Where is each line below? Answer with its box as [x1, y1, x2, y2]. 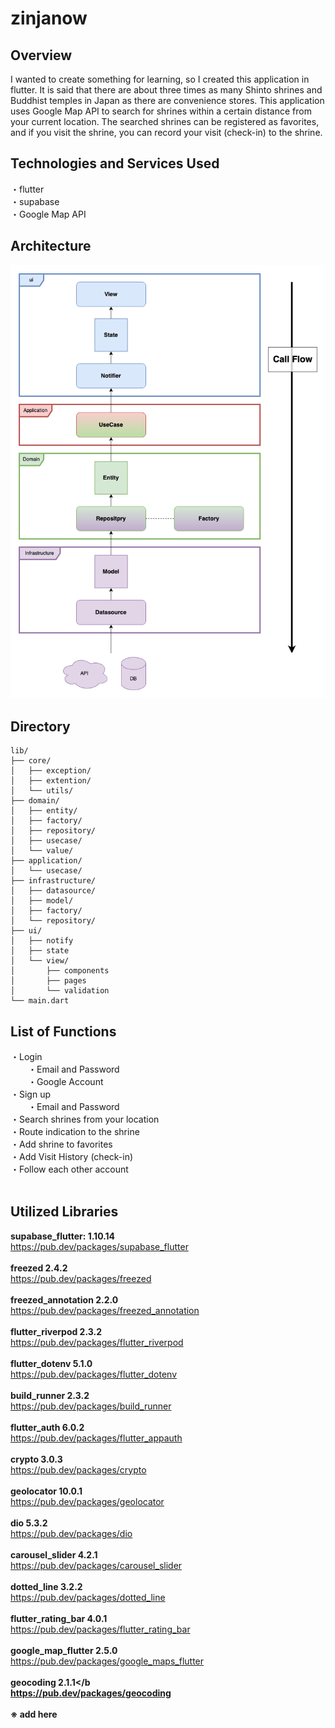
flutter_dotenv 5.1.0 [10, 1357, 93, 1369]
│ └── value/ [10, 846, 74, 856]
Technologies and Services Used [10, 155, 220, 172]
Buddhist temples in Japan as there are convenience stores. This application [10, 95, 325, 106]
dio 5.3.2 [10, 1517, 48, 1529]
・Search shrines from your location [10, 1113, 160, 1125]
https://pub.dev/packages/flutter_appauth [10, 1432, 183, 1444]
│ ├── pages [10, 976, 87, 986]
